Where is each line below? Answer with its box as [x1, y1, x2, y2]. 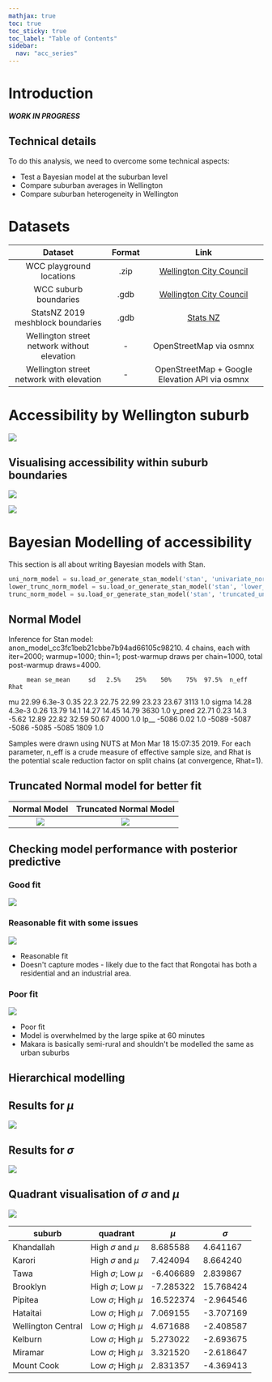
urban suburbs [19, 1048, 70, 1057]
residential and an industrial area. [19, 968, 132, 978]
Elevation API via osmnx [158, 373, 249, 385]
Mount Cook [12, 1359, 60, 1371]
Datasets [8, 217, 70, 236]
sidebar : [8, 42, 38, 50]
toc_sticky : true [8, 27, 67, 35]
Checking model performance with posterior [8, 843, 238, 857]
